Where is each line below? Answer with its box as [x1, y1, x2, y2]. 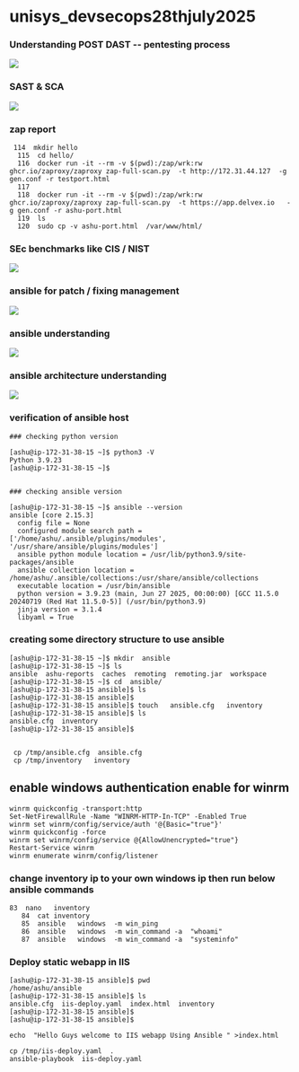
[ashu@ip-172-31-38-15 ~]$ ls [9, 662, 123, 671]
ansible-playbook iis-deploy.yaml [9, 1055, 143, 1064]
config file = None [17, 518, 91, 527]
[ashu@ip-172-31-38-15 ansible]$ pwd [9, 976, 151, 985]
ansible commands [9, 883, 94, 895]
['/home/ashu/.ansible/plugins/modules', [9, 534, 167, 543]
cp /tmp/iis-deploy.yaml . [9, 1047, 115, 1056]
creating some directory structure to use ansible [9, 633, 224, 646]
